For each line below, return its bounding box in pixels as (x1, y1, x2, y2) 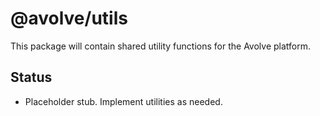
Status (10, 69, 53, 86)
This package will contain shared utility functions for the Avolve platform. (10, 40, 311, 52)
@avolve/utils (10, 7, 128, 30)
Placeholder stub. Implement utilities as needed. (24, 95, 223, 107)
